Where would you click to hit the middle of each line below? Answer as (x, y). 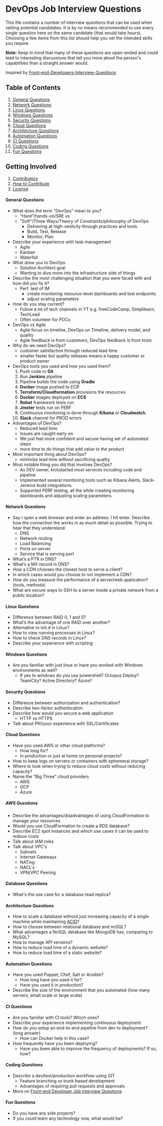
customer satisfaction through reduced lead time (69, 350)
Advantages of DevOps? (37, 423)
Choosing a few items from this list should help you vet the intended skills (79, 38)
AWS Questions (22, 803)
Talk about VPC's (30, 846)
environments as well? (35, 670)
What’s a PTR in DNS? (34, 559)
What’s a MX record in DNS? (41, 564)
